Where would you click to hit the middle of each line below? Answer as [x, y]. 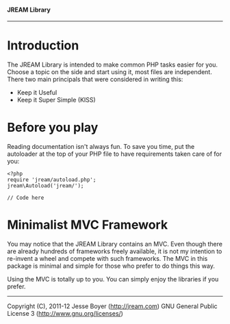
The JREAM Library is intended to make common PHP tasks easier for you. [112, 65]
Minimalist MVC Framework [88, 225]
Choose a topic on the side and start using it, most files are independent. [110, 72]
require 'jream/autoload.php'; [52, 180]
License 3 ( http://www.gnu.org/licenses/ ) [65, 314]
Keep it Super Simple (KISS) [56, 100]
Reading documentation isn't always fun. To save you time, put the [101, 147]
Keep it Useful [37, 93]
